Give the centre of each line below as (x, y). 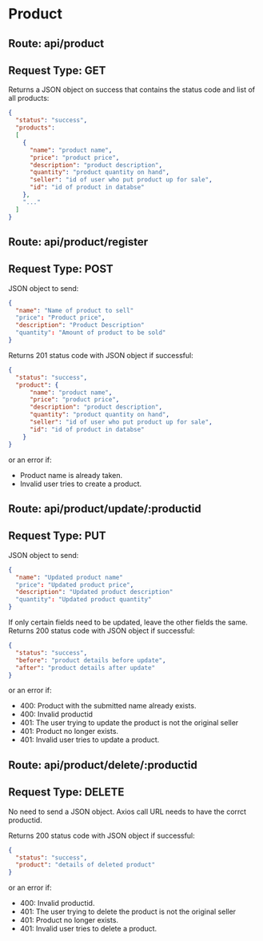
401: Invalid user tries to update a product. (90, 740)
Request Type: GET (57, 70)
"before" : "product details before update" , (91, 660)
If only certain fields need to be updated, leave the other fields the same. (128, 622)
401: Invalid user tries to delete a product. (88, 929)
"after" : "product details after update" (86, 668)
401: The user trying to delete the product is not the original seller (128, 911)
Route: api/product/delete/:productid (103, 765)
